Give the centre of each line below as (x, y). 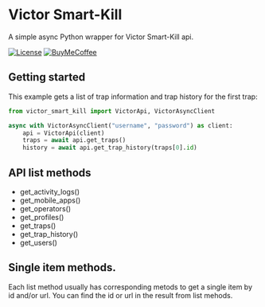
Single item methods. (62, 268)
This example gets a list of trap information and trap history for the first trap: (133, 96)
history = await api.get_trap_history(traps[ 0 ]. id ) (110, 148)
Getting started (47, 77)
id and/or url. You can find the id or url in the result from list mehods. (121, 295)
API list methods (50, 173)
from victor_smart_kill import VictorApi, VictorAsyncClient (112, 111)
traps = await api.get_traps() (74, 140)
